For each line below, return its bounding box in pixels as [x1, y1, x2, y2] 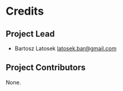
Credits [6, 4, 44, 18]
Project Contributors [6, 62, 86, 73]
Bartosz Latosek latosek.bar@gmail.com [14, 45, 117, 52]
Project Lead [6, 29, 55, 39]
